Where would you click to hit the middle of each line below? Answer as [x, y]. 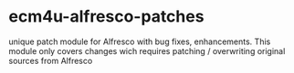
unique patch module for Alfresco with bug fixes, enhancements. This [140, 41]
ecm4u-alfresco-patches [106, 17]
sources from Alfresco [51, 60]
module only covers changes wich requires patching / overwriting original [147, 50]
